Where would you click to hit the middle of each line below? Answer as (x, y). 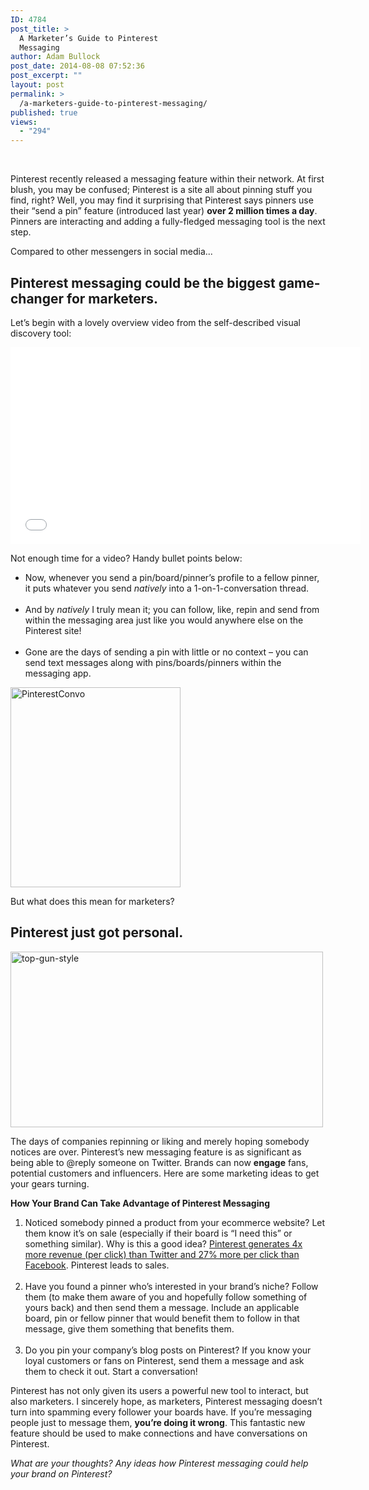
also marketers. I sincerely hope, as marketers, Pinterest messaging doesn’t (166, 1401)
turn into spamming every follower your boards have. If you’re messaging (161, 1412)
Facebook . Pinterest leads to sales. (97, 1265)
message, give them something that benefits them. (129, 1328)
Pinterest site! (53, 630)
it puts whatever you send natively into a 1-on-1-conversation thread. (167, 588)
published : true (44, 112)
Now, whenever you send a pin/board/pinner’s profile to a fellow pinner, (172, 577)
